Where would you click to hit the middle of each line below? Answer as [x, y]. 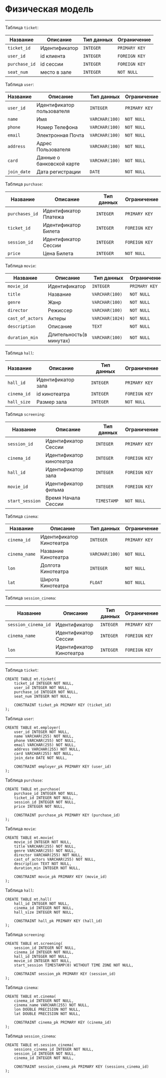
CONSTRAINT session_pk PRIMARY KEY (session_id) [65, 974]
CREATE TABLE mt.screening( [34, 943]
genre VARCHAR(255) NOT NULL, [45, 851]
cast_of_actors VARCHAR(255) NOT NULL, [55, 859]
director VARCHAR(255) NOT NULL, [48, 855]
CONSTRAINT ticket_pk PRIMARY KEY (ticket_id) [63, 705]
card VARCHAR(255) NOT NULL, [44, 753]
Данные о [48, 157]
